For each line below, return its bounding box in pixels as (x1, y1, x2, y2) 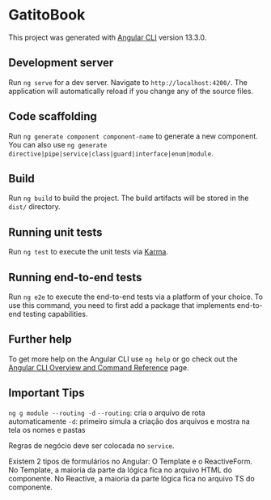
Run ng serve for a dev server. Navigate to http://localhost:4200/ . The (8, 77, 248, 87)
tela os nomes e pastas (8, 425, 86, 434)
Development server (8, 56, 114, 70)
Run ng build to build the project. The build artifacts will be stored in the (8, 193, 249, 203)
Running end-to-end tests (8, 270, 142, 284)
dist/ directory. (8, 202, 61, 212)
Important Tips (8, 387, 85, 400)
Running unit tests (8, 225, 103, 239)
